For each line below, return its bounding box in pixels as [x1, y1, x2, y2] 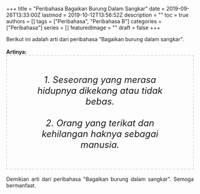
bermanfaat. [6, 182, 36, 189]
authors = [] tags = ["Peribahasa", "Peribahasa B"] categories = [6, 18, 162, 24]
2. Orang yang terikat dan [45, 118, 155, 129]
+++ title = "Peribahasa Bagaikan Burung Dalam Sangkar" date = [6, 5, 165, 12]
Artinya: [6, 48, 27, 56]
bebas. [85, 96, 115, 107]
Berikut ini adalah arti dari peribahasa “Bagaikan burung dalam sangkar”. [6, 36, 185, 42]
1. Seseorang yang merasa [43, 74, 157, 85]
